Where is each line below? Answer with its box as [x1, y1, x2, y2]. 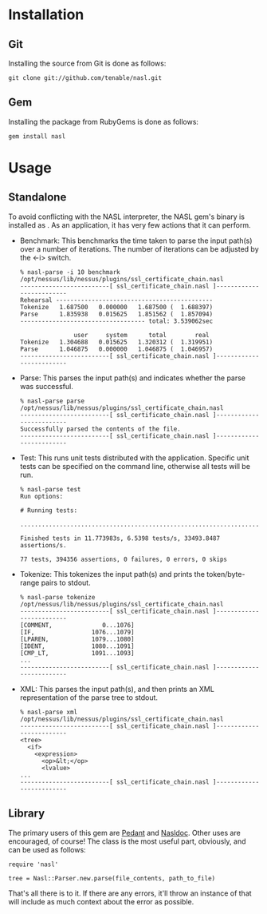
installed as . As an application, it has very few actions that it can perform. [8, 220, 251, 229]
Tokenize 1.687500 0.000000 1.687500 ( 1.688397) [19, 303, 214, 311]
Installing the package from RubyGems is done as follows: [8, 117, 199, 126]
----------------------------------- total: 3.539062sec [19, 317, 214, 325]
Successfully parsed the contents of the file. [19, 425, 181, 433]
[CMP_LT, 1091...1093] [19, 649, 135, 657]
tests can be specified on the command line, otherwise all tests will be [19, 461, 251, 471]
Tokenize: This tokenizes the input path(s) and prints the [19, 569, 206, 578]
